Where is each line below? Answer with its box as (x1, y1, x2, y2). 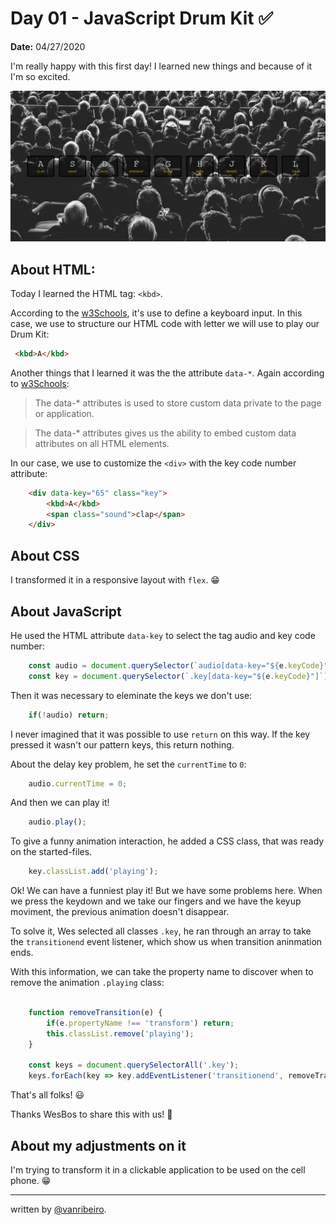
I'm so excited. (10, 70, 71, 82)
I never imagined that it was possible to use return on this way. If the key (10, 728, 311, 740)
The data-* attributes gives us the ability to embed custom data (34, 427, 297, 439)
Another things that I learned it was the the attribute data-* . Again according (10, 367, 325, 379)
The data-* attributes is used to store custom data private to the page (34, 397, 322, 409)
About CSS (10, 547, 80, 564)
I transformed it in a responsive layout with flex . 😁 (10, 574, 220, 586)
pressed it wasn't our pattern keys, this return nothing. (10, 738, 235, 751)
